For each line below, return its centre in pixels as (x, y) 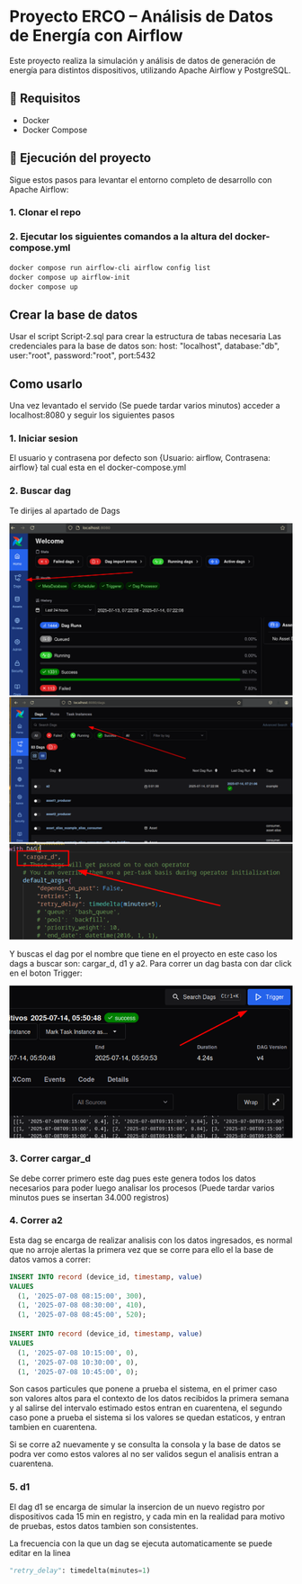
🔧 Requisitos (45, 99)
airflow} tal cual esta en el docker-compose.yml (98, 468)
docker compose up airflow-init (70, 277)
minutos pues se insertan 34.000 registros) (89, 1197)
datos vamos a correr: (50, 1259)
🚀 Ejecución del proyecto (80, 158)
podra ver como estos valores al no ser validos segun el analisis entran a (144, 1454)
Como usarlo (46, 384)
